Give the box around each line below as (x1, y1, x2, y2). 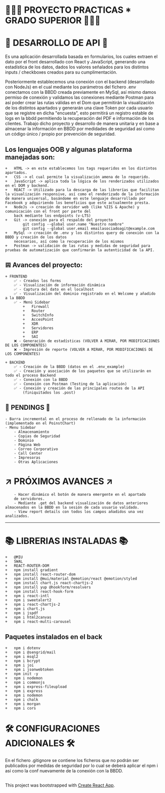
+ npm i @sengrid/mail (5, 650, 56, 655)
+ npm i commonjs (5, 680, 45, 685)
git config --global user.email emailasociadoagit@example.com (23, 226, 155, 231)
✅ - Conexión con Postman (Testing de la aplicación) (14, 381, 127, 386)
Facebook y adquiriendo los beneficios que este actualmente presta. (5, 200, 151, 205)
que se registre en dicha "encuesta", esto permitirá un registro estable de (5, 110, 154, 116)
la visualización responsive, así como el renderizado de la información (5, 192, 160, 197)
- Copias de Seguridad (14, 433, 60, 439)
